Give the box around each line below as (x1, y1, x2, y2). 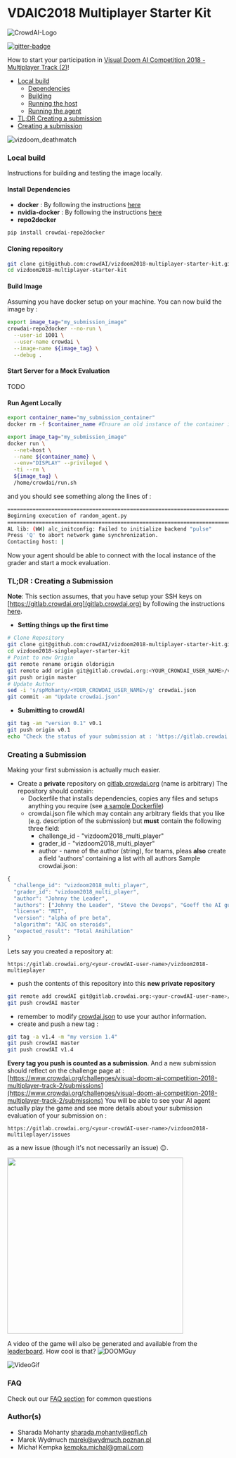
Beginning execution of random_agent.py (7, 512, 128, 519)
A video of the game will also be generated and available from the (7, 1340, 198, 1348)
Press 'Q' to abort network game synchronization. (7, 532, 159, 539)
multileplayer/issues (7, 1131, 71, 1139)
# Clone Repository (7, 634, 65, 642)
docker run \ (7, 440, 46, 447)
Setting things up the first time (17, 621, 109, 629)
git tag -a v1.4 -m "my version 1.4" (7, 1033, 118, 1040)
